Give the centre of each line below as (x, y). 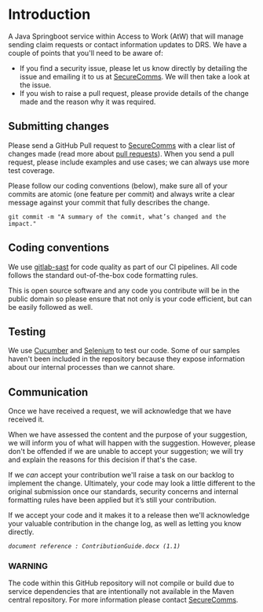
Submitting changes (59, 126)
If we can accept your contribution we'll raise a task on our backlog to (121, 475)
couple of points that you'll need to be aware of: (86, 53)
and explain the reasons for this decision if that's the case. (103, 460)
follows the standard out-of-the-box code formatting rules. (103, 275)
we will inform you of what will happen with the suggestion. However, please (132, 443)
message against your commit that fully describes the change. (109, 202)
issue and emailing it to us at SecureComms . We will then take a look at (135, 76)
